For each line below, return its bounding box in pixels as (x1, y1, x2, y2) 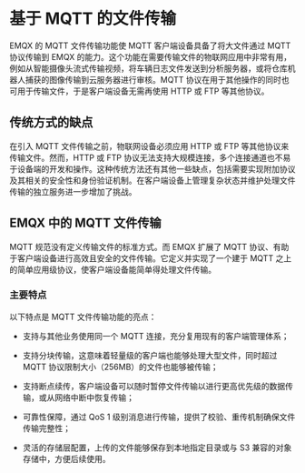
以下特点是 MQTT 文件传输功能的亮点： (9, 311, 157, 322)
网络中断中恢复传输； (54, 392, 134, 403)
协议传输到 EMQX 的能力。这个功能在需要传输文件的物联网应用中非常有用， (9, 51, 292, 62)
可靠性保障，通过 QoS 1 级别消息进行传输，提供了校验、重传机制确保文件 (22, 411, 296, 422)
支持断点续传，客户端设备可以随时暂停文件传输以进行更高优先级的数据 (22, 380, 286, 391)
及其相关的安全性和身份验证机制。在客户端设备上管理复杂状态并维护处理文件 (9, 175, 296, 186)
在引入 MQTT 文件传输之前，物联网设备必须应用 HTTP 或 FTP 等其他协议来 (9, 140, 290, 151)
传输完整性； (22, 422, 71, 433)
